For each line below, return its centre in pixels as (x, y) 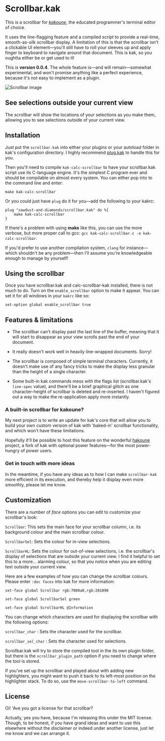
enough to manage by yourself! (37, 258)
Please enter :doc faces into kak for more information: (60, 581)
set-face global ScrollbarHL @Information (49, 608)
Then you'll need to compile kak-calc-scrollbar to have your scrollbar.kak (80, 167)
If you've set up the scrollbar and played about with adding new (69, 670)
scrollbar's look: (21, 517)
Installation (23, 135)
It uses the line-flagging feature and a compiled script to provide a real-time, (82, 37)
